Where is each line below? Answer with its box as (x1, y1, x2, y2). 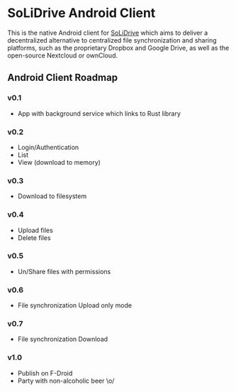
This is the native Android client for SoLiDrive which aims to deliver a (7, 28, 208, 37)
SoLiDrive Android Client (7, 5, 156, 21)
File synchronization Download (17, 335, 108, 344)
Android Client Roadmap (7, 72, 118, 84)
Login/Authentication (17, 143, 79, 151)
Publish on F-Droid (17, 369, 73, 377)
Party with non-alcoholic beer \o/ (17, 376, 115, 385)
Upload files (17, 226, 53, 234)
